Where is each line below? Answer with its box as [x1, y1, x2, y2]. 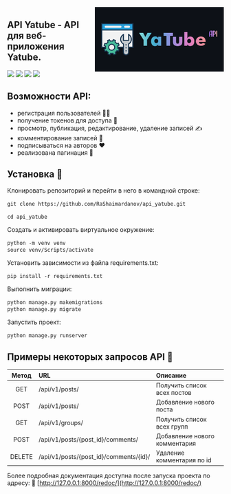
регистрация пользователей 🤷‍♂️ [16, 109, 111, 117]
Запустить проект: [7, 318, 62, 326]
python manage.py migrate [7, 306, 81, 313]
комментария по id [155, 456, 212, 464]
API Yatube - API [7, 19, 80, 31]
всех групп [155, 422, 188, 431]
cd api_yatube [7, 213, 48, 221]
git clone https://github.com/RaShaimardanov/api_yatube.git [7, 201, 186, 208]
